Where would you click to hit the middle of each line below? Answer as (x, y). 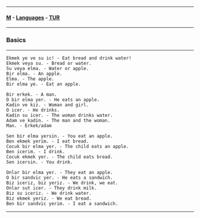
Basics (16, 40)
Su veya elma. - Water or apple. (48, 68)
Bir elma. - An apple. (34, 74)
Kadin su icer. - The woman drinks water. (60, 115)
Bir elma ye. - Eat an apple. (44, 84)
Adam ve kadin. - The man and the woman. (58, 120)
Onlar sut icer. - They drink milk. (51, 188)
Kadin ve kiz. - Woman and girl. (48, 105)
